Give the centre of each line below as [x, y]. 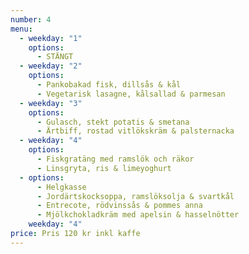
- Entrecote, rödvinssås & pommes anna [119, 206]
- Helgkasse [61, 187]
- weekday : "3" [51, 103]
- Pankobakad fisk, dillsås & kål [109, 85]
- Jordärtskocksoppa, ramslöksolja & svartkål [135, 196]
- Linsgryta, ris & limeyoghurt [104, 168]
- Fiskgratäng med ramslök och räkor [115, 159]
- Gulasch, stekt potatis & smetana [113, 122]
